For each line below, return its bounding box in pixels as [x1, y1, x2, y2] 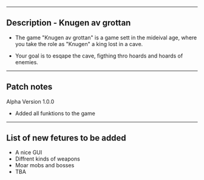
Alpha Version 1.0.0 [6, 98, 55, 105]
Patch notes [6, 82, 53, 92]
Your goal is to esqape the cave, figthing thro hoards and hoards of [15, 52, 183, 59]
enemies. [15, 58, 38, 65]
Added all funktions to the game [15, 110, 95, 117]
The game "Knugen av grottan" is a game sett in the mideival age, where [15, 34, 197, 41]
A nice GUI [15, 149, 42, 156]
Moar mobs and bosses [15, 162, 75, 169]
